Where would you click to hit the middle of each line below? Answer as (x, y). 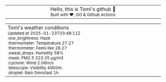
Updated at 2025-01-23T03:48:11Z (44, 33)
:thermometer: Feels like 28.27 (37, 48)
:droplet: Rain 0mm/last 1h (33, 73)
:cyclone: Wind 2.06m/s (31, 63)
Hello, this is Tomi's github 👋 (83, 9)
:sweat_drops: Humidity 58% (36, 53)
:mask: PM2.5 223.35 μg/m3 (36, 58)
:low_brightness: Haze (29, 38)
